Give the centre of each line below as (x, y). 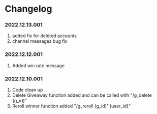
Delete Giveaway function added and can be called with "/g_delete (82, 95)
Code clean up (27, 90)
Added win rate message (38, 65)
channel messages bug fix (40, 41)
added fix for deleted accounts (44, 36)
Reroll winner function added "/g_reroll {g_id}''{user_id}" (71, 106)
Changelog (28, 9)
